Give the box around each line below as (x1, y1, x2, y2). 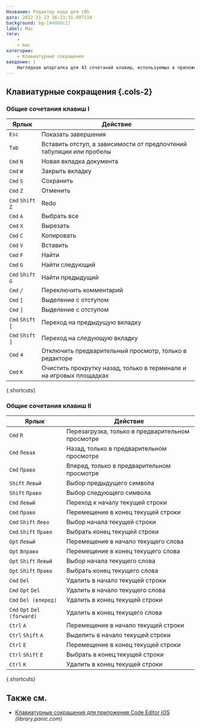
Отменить (41, 186, 71, 195)
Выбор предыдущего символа (66, 479, 154, 487)
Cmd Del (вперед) (9, 597, 57, 604)
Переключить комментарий (41, 286, 123, 294)
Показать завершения (41, 130, 106, 138)
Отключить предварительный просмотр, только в (41, 347, 187, 355)
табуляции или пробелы (41, 147, 112, 156)
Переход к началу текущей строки (66, 499, 167, 507)
